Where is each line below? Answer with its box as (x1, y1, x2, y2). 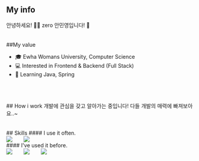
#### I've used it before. (6, 141, 68, 149)
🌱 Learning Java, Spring (14, 70, 75, 77)
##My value (6, 41, 36, 48)
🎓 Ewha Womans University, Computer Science (14, 53, 135, 60)
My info (6, 5, 35, 15)
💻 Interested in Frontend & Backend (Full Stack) (14, 62, 134, 69)
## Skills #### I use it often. (6, 129, 76, 136)
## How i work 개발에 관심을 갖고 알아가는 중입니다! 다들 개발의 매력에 (6, 102, 173, 109)
